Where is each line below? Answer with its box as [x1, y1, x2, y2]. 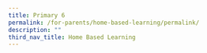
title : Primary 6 [8, 11, 66, 19]
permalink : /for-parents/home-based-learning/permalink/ [8, 19, 200, 26]
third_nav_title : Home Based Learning [8, 33, 136, 41]
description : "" [8, 26, 62, 34]
